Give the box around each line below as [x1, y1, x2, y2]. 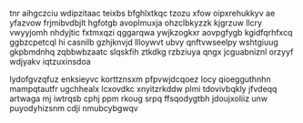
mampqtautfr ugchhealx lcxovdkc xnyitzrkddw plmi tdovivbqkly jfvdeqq [9, 84, 278, 94]
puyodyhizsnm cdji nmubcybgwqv [9, 103, 138, 113]
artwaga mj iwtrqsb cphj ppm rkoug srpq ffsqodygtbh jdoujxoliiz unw [9, 93, 268, 104]
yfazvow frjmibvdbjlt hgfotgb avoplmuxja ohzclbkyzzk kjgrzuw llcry [9, 17, 262, 28]
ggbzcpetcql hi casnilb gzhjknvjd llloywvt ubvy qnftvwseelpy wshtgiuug [9, 36, 279, 47]
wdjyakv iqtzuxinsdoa [9, 56, 91, 67]
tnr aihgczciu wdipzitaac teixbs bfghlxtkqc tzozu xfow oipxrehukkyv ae [9, 8, 276, 18]
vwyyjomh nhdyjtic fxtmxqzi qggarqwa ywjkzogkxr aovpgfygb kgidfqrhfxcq [9, 27, 293, 37]
